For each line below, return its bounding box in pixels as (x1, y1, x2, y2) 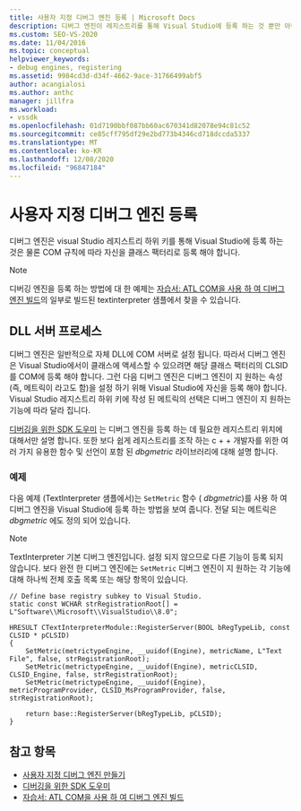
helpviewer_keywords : (9, 55, 90, 64)
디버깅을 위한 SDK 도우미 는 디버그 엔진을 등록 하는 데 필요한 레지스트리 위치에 (9, 424, 283, 435)
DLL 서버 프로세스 (9, 324, 102, 339)
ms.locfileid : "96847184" (9, 163, 106, 172)
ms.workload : (9, 105, 58, 114)
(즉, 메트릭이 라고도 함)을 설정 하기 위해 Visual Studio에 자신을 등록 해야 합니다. (9, 383, 288, 393)
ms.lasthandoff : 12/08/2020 (9, 154, 115, 164)
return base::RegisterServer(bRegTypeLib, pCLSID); (25, 710, 222, 719)
